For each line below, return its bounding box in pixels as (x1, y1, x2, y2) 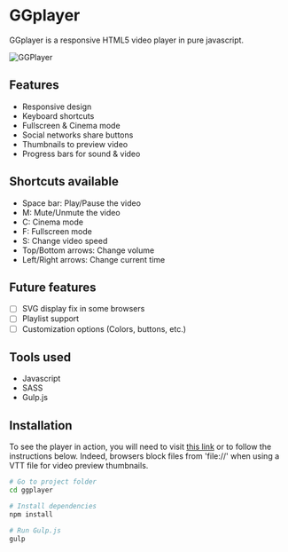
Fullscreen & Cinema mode (21, 120, 121, 130)
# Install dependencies (9, 501, 97, 510)
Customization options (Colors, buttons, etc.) (21, 323, 187, 334)
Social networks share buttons (21, 130, 134, 140)
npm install (9, 509, 53, 519)
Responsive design (21, 101, 92, 112)
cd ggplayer (9, 485, 53, 495)
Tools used (9, 350, 72, 365)
